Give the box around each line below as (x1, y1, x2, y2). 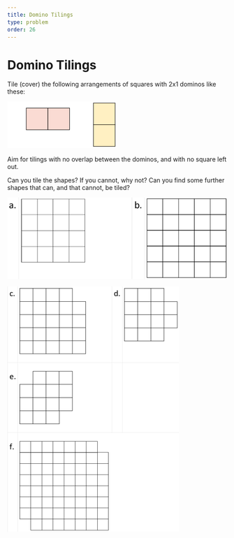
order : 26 (7, 26, 36, 33)
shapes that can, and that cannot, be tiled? (7, 184, 131, 192)
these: (7, 87, 26, 96)
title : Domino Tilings (7, 11, 73, 18)
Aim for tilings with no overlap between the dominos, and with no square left (7, 155, 227, 163)
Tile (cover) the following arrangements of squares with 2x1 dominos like (7, 80, 217, 89)
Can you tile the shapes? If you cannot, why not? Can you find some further (7, 176, 225, 184)
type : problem (7, 18, 49, 26)
